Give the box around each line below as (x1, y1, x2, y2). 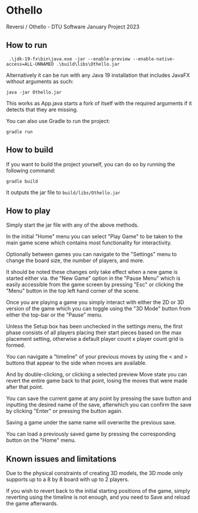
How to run (6, 40, 48, 50)
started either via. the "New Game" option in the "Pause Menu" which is (6, 275, 181, 282)
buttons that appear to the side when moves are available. (6, 359, 147, 367)
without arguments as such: (6, 78, 74, 85)
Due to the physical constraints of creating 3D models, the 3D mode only (6, 470, 183, 477)
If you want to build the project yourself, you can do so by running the (6, 160, 176, 167)
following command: (6, 167, 56, 174)
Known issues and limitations (6, 454, 117, 464)
